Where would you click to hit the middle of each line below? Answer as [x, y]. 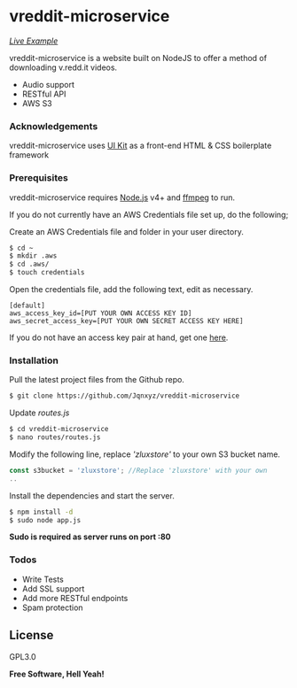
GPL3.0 [23, 656]
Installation [34, 360]
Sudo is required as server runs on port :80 [90, 537]
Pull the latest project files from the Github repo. [97, 380]
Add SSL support [53, 588]
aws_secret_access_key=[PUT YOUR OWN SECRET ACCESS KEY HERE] [126, 321]
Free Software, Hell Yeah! [57, 674]
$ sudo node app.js [45, 520]
